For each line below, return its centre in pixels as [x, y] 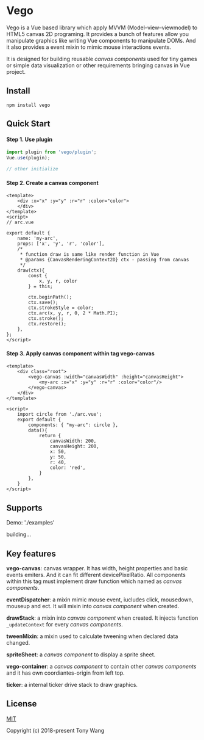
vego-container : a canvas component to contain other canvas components [101, 666]
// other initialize [33, 169]
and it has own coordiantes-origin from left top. [65, 673]
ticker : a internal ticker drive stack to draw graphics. [72, 685]
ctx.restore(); [47, 324]
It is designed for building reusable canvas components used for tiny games [102, 59]
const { [38, 276]
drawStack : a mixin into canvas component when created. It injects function [102, 618]
